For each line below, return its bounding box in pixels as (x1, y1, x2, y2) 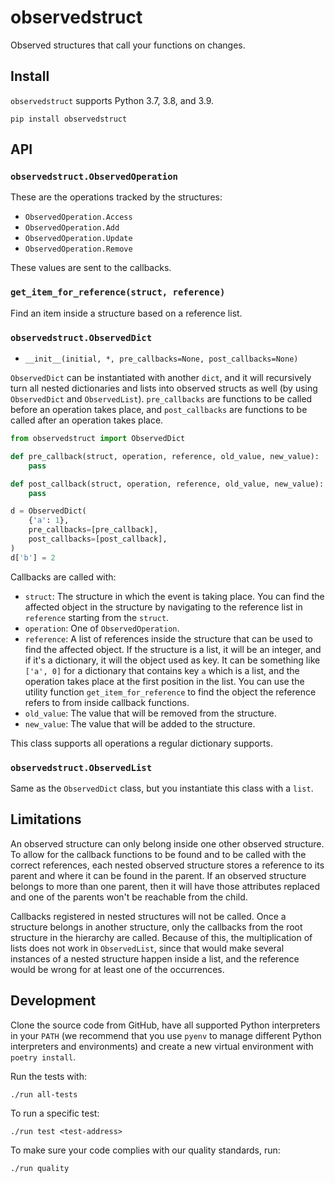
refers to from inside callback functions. (24, 696, 190, 708)
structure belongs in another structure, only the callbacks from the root (10, 921, 303, 933)
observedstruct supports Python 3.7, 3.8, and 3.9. (10, 94, 215, 106)
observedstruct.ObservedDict (10, 332, 153, 343)
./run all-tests (10, 1089, 78, 1100)
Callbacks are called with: (10, 571, 117, 583)
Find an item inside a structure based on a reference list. (10, 307, 243, 319)
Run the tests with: (10, 1070, 87, 1082)
